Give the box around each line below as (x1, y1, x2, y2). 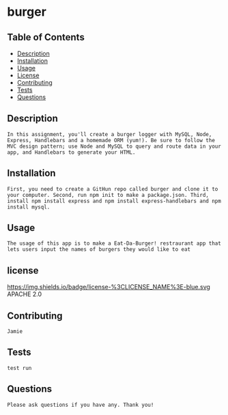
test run (7, 364, 32, 371)
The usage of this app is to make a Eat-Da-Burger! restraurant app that (7, 240, 222, 247)
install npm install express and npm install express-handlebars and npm (7, 198, 222, 204)
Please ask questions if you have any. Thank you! (7, 401, 154, 408)
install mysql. (7, 203, 51, 211)
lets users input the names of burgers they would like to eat (7, 246, 191, 253)
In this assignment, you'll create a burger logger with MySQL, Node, (7, 131, 212, 137)
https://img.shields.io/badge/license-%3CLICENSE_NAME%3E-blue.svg (7, 283, 210, 291)
